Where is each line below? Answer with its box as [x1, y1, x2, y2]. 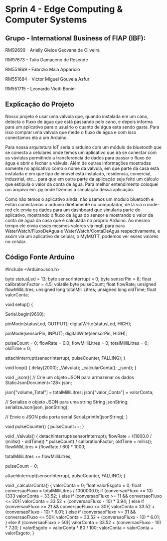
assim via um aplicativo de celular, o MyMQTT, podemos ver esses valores [5, 233, 159, 239]
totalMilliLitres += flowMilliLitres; [5, 453, 72, 459]
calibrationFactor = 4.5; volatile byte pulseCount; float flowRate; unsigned [5, 281, 157, 287]
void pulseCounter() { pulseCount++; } [5, 423, 84, 429]
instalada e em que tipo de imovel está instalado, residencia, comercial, [5, 170, 152, 176]
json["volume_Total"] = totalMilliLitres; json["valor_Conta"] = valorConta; [5, 389, 154, 395]
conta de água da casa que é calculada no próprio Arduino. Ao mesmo [5, 217, 151, 223]
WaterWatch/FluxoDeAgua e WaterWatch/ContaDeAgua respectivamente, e [5, 228, 161, 234]
